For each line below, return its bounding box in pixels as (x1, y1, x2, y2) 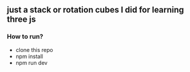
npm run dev (15, 59, 48, 66)
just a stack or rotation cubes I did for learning (7, 5, 184, 15)
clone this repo (15, 46, 53, 53)
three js (7, 15, 36, 25)
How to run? (7, 33, 44, 41)
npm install (15, 53, 44, 60)
